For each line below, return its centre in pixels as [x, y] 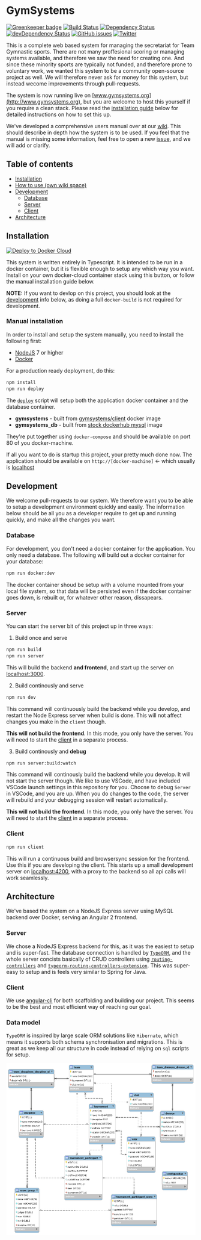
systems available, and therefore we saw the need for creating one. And [95, 58]
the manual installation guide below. [50, 281]
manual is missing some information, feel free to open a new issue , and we [98, 138]
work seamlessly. [28, 878]
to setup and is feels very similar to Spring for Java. [83, 972]
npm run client [25, 847]
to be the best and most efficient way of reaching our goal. [79, 1006]
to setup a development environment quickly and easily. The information [95, 507]
